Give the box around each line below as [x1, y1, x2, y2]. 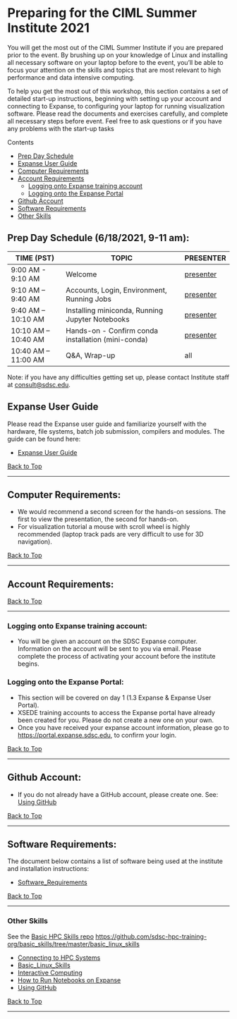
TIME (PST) [15, 252, 55, 262]
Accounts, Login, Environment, [66, 285, 167, 295]
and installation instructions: [7, 865, 90, 873]
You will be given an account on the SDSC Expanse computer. [17, 637, 198, 646]
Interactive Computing [17, 968, 83, 977]
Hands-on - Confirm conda [66, 326, 159, 336]
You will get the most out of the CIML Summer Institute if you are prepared [7, 43, 224, 51]
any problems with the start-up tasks [7, 124, 114, 133]
